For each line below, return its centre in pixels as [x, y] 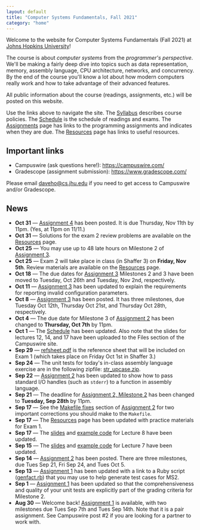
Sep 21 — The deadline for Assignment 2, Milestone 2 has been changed [104, 395]
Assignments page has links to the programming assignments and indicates [99, 126]
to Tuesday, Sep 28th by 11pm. [53, 401]
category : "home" [28, 23]
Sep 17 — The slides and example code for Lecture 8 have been [93, 433]
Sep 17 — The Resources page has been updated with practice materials [104, 420]
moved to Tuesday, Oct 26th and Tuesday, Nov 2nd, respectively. [95, 280]
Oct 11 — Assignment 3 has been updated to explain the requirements [101, 286]
